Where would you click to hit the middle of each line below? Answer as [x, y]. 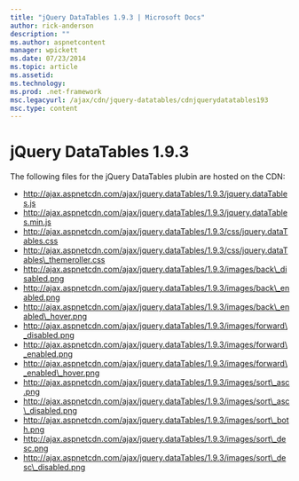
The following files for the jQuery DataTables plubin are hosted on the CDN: [148, 177]
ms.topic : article [44, 67]
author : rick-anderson [52, 26]
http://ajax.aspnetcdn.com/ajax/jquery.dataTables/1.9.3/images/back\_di [155, 269]
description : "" [40, 34]
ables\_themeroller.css [64, 260]
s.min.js [37, 222]
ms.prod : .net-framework [56, 91]
